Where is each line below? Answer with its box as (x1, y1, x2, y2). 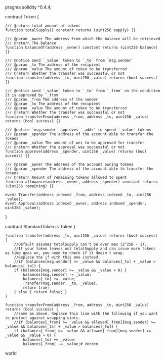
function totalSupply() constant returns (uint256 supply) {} (5, 28, 136, 33)
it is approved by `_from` (5, 93, 61, 98)
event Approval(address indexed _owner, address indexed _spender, (5, 201, 147, 206)
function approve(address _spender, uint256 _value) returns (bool (5, 149, 147, 154)
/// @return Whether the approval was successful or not (5, 145, 125, 150)
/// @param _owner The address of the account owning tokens (5, 162, 134, 167)
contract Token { (5, 14, 39, 19)
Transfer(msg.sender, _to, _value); (23, 281, 98, 286)
